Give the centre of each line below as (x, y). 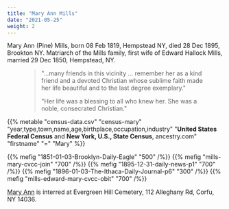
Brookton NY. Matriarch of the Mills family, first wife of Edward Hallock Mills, (115, 53)
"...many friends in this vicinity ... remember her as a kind (121, 73)
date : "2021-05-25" (35, 20)
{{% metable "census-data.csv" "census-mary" (74, 122)
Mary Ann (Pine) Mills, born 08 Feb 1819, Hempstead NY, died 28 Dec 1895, (114, 46)
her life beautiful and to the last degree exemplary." (113, 88)
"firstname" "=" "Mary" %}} (46, 144)
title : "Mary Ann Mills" (43, 13)
